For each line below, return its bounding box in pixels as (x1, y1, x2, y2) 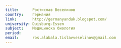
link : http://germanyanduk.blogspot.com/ (5, 16, 107, 21)
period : (5, 30, 22, 35)
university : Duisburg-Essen (5, 21, 65, 26)
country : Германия (5, 12, 51, 17)
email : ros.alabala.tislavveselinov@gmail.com (5, 35, 116, 40)
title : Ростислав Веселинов (5, 7, 76, 12)
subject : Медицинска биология (5, 26, 76, 31)
